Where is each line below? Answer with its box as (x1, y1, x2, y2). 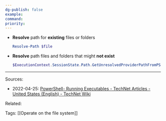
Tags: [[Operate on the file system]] (5, 110, 78, 116)
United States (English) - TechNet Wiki (12, 91, 91, 97)
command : (5, 16, 23, 21)
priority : (5, 21, 26, 26)
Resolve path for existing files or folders (12, 35, 95, 40)
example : (5, 12, 23, 17)
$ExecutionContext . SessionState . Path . (12, 63, 92, 68)
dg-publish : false (5, 7, 43, 12)
